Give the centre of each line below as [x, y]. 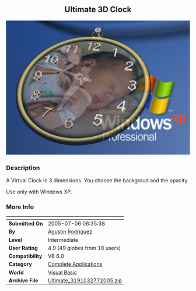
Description [23, 168]
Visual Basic [62, 272]
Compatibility [25, 256]
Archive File [23, 280]
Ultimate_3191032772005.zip [85, 280]
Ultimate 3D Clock [98, 10]
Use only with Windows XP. [39, 192]
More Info [20, 207]
